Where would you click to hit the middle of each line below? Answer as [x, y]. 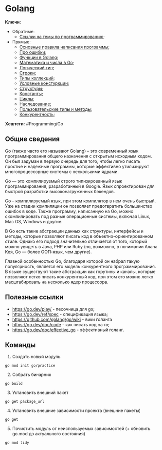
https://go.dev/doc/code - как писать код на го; [61, 324]
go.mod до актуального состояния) [49, 434]
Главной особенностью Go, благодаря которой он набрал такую [72, 261]
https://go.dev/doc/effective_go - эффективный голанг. [68, 330]
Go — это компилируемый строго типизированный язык [64, 181]
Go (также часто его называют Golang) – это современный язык [72, 151]
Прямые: [21, 41]
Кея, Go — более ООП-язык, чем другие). [48, 252]
